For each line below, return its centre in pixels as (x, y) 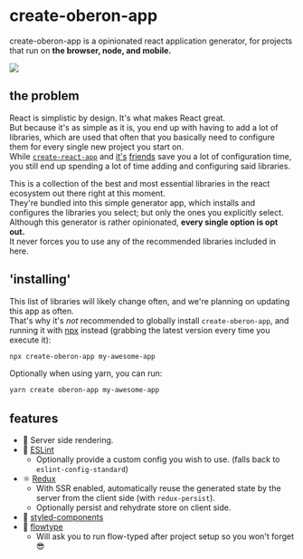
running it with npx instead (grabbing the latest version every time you (140, 330)
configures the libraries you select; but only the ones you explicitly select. (147, 212)
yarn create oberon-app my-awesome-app (85, 390)
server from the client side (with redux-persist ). (125, 498)
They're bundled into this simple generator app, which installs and (133, 202)
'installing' (40, 279)
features (34, 418)
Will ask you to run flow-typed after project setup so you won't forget (165, 536)
